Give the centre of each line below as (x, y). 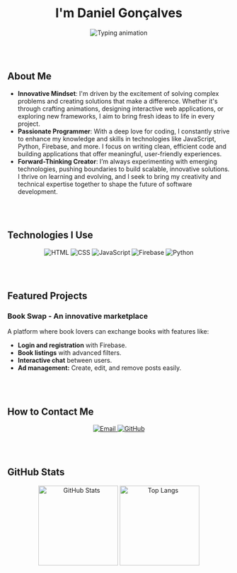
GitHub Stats (36, 473)
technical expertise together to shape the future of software (105, 184)
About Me (29, 76)
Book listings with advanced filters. (69, 353)
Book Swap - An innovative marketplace (78, 316)
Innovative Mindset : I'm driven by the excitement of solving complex (118, 93)
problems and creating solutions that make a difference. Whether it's (117, 101)
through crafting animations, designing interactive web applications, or (121, 109)
